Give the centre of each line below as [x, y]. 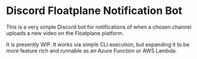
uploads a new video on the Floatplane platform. [65, 33]
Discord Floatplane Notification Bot [94, 11]
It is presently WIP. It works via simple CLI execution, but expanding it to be [98, 44]
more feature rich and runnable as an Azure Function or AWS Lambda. [92, 50]
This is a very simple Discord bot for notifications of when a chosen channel [99, 27]
